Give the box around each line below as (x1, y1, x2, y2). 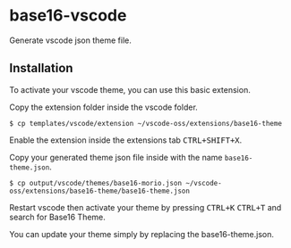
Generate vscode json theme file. (9, 35, 132, 45)
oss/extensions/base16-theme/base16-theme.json (9, 186, 191, 195)
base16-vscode (9, 5, 127, 26)
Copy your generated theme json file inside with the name (9, 152, 223, 162)
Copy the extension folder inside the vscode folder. (9, 102, 199, 112)
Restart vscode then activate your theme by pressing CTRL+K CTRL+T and (9, 202, 282, 212)
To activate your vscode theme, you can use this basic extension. (9, 84, 251, 95)
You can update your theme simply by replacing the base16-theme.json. (9, 228, 275, 239)
